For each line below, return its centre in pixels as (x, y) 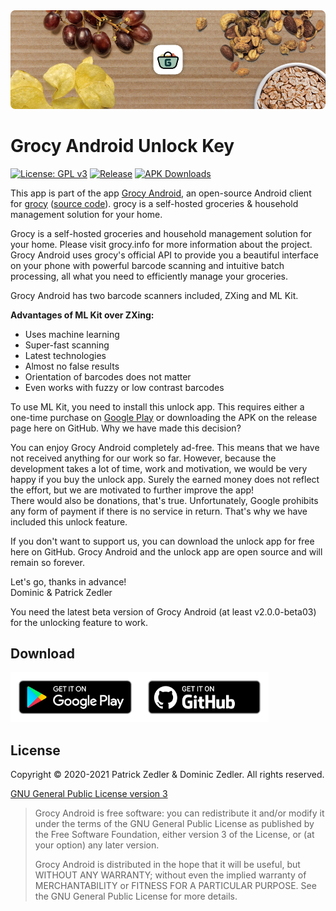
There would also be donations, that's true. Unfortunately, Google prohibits (164, 500)
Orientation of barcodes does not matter (108, 376)
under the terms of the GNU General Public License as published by (174, 824)
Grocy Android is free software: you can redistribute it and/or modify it (179, 813)
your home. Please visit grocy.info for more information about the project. (161, 244)
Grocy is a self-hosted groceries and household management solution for (161, 233)
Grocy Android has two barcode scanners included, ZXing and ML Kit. (154, 295)
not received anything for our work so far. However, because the (143, 458)
